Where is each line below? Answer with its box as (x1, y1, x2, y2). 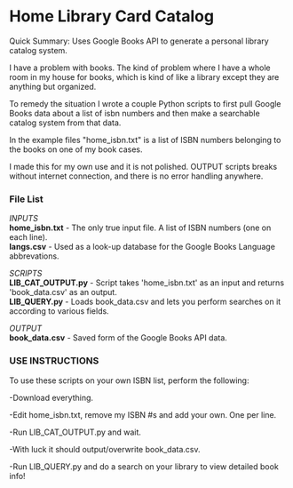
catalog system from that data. (9, 117, 122, 128)
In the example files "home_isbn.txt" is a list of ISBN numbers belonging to (9, 134, 281, 145)
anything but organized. (9, 81, 97, 92)
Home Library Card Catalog (9, 6, 215, 27)
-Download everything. (9, 392, 94, 403)
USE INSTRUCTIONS (9, 355, 99, 367)
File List (9, 193, 44, 205)
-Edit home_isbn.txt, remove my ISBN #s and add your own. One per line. (9, 409, 277, 420)
